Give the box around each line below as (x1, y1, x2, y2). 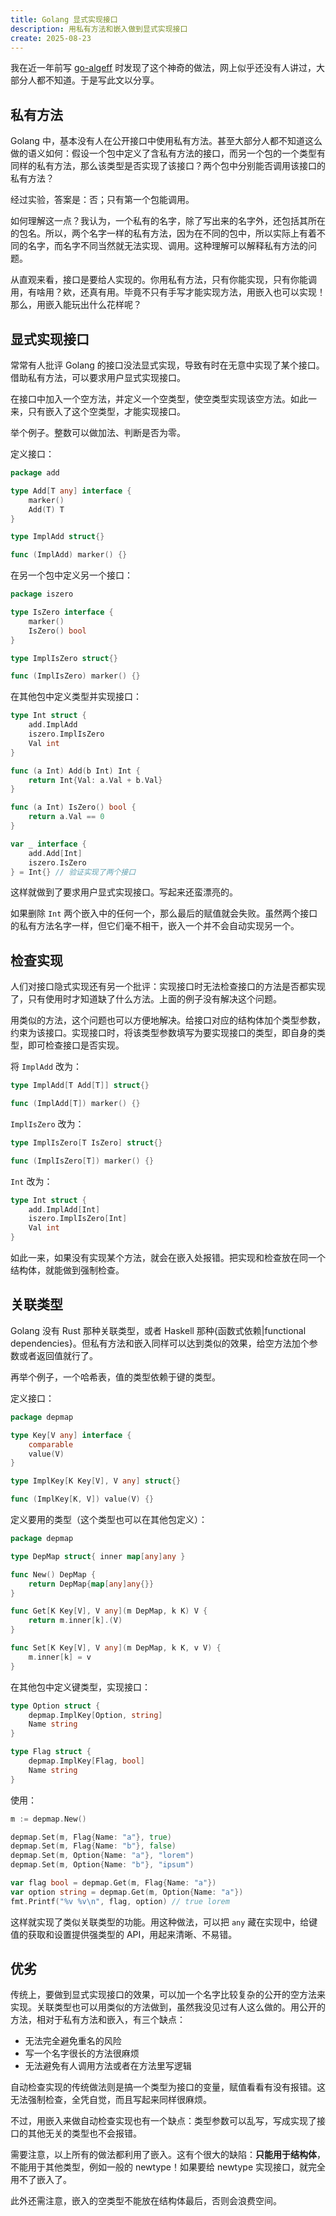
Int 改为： (10, 1175, 53, 1187)
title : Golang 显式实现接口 (10, 14, 118, 25)
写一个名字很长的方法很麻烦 (24, 2047, 140, 2060)
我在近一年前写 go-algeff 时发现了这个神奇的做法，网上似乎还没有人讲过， (10, 62, 317, 74)
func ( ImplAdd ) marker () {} (10, 550, 128, 560)
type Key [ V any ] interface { (10, 1430, 132, 1440)
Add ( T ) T (28, 504, 65, 515)
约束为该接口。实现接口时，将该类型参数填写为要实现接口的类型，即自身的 (10, 1027, 317, 1039)
